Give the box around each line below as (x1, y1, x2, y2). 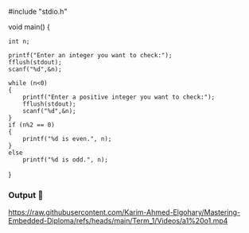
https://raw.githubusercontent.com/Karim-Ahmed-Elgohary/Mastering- (8, 208, 241, 217)
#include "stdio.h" (8, 7, 68, 16)
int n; (8, 37, 30, 45)
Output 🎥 (8, 189, 44, 200)
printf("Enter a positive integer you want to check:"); (22, 93, 216, 101)
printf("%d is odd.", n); (22, 156, 109, 164)
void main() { (8, 22, 50, 31)
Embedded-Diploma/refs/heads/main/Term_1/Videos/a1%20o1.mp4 (8, 216, 228, 226)
